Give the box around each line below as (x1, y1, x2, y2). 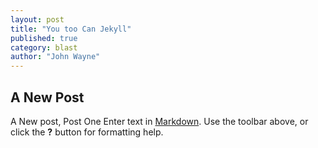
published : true (10, 33, 78, 43)
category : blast (10, 42, 78, 53)
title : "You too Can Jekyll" (10, 24, 132, 34)
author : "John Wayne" (10, 52, 101, 62)
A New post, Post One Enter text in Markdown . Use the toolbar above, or (10, 115, 309, 127)
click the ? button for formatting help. (10, 126, 164, 138)
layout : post (10, 14, 65, 25)
